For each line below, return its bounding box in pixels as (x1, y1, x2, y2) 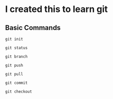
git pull (5, 71, 23, 76)
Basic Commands (5, 23, 61, 32)
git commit (5, 80, 28, 85)
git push (5, 63, 23, 68)
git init (5, 36, 23, 41)
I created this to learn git (5, 3, 108, 15)
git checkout (5, 89, 32, 94)
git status (5, 45, 28, 50)
